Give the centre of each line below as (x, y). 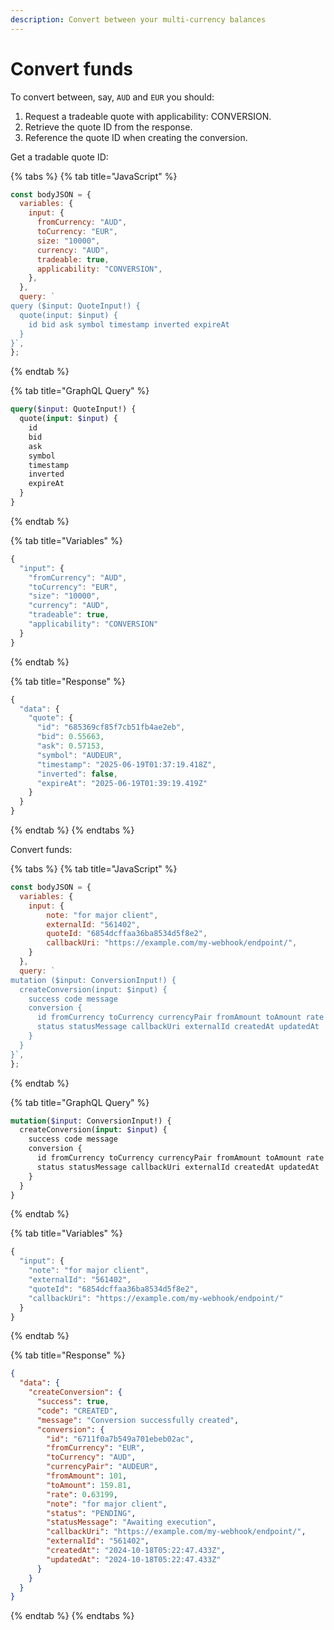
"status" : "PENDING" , (91, 1513)
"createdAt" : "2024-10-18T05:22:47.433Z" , (136, 1551)
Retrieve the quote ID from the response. (108, 127)
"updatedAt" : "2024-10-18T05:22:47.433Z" (134, 1559)
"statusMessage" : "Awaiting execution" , (131, 1522)
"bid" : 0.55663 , (70, 737)
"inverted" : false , (77, 774)
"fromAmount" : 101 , (87, 1476)
